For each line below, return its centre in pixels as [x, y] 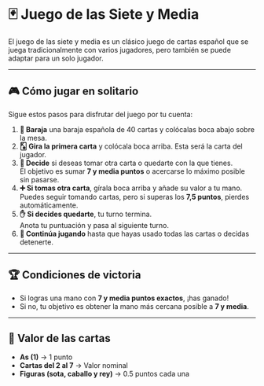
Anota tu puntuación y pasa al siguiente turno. [94, 225]
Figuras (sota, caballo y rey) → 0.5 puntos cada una [104, 374]
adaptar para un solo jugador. [56, 58]
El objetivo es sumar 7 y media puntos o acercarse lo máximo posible [132, 171]
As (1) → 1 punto [46, 357]
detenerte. [36, 242]
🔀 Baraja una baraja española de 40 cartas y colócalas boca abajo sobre [137, 129]
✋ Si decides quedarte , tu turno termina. [86, 214]
